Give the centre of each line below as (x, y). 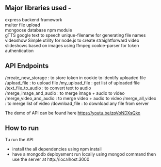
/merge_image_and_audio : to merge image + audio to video (65, 93)
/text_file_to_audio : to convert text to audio (48, 88)
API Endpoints (27, 66)
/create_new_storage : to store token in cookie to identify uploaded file (76, 78)
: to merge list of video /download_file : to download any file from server (77, 103)
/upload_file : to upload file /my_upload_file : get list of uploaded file (72, 83)
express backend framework (34, 19)
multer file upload (23, 25)
